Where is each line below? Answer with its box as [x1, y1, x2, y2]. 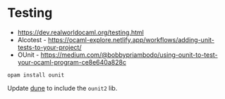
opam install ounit [7, 72, 65, 79]
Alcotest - [17, 35, 47, 44]
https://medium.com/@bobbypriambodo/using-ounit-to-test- [40, 51, 218, 59]
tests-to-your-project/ [17, 43, 82, 51]
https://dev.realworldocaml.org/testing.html [17, 28, 145, 37]
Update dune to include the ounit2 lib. [7, 84, 118, 92]
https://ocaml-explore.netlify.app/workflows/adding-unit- [48, 35, 215, 44]
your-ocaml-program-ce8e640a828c [17, 58, 127, 66]
